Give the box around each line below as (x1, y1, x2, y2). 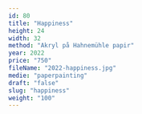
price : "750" (8, 57, 52, 65)
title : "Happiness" (8, 19, 74, 27)
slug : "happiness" (8, 86, 70, 95)
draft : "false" (8, 79, 59, 87)
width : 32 (8, 34, 42, 43)
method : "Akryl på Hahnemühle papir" (8, 42, 135, 50)
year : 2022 (8, 49, 45, 57)
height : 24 (8, 26, 45, 35)
